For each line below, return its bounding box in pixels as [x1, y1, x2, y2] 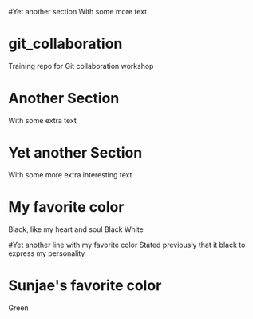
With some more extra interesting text [8, 169, 132, 179]
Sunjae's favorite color [8, 276, 162, 294]
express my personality [8, 248, 85, 258]
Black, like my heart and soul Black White [8, 224, 144, 234]
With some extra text [8, 115, 77, 125]
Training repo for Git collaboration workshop [8, 61, 154, 70]
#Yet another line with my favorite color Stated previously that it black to [8, 240, 246, 249]
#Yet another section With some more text [8, 7, 148, 16]
